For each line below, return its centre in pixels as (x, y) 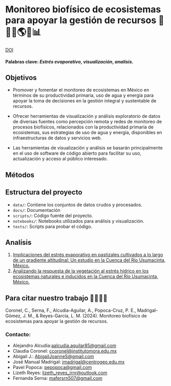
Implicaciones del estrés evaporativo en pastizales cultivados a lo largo (88, 255)
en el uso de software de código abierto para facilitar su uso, (77, 153)
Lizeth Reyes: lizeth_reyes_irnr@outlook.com (60, 373)
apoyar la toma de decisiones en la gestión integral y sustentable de (84, 101)
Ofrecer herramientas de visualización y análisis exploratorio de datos (87, 116)
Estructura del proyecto (44, 192)
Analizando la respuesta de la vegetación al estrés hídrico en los (81, 271)
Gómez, (14, 316)
